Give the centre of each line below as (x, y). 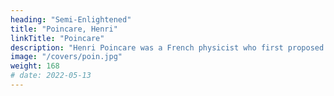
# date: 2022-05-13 (51, 76)
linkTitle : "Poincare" (57, 38)
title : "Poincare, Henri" (64, 29)
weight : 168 (35, 66)
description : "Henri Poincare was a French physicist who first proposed (167, 47)
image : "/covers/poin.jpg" (66, 57)
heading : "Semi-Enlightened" (71, 19)
